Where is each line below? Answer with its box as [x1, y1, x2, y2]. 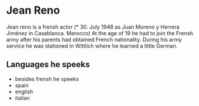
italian [14, 94, 30, 101]
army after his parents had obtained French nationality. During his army [6, 36, 182, 43]
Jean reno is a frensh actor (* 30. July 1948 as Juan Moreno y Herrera [6, 23, 180, 30]
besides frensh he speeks [14, 75, 79, 82]
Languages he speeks [6, 60, 90, 70]
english [14, 88, 34, 95]
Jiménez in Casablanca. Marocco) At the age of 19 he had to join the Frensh [6, 29, 194, 36]
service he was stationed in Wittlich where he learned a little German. [6, 42, 178, 49]
